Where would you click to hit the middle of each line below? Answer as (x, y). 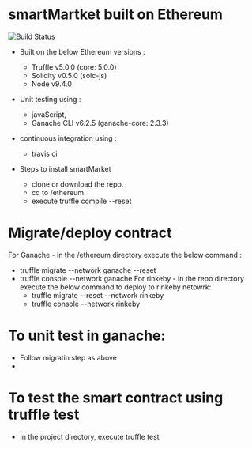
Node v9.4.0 (52, 84)
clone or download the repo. (77, 184)
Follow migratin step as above (68, 357)
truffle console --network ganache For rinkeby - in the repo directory (132, 278)
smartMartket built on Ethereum (116, 15)
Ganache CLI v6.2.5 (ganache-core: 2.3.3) (100, 123)
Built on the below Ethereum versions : (82, 51)
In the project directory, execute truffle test (89, 436)
